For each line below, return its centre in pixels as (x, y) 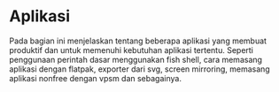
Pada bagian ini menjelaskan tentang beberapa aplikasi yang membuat (138, 41)
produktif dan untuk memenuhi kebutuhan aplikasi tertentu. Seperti (132, 50)
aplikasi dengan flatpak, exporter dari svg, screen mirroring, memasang (139, 69)
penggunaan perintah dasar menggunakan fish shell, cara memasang (136, 59)
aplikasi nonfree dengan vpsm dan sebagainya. (95, 78)
